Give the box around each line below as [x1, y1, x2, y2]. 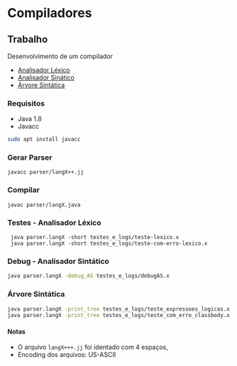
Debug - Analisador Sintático [7, 256, 110, 266]
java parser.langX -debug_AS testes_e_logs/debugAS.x [7, 272, 170, 279]
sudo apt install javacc [7, 136, 81, 143]
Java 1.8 [17, 115, 43, 123]
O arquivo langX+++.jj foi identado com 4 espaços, [17, 343, 169, 352]
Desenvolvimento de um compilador [7, 52, 114, 60]
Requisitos [7, 98, 45, 108]
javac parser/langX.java [7, 201, 81, 209]
